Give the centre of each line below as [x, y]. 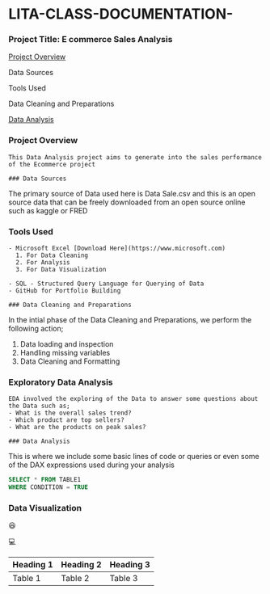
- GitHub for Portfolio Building [65, 291]
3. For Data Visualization [61, 270]
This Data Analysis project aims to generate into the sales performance [135, 157]
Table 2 [75, 579]
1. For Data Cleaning [52, 255]
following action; [36, 329]
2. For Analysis [43, 263]
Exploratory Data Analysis [61, 382]
